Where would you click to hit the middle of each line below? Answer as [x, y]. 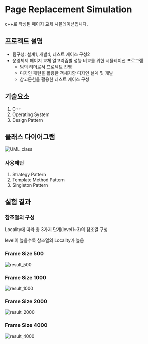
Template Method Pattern [38, 180]
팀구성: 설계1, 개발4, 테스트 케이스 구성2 [51, 54]
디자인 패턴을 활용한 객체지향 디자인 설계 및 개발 [66, 73]
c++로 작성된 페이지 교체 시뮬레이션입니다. [47, 24]
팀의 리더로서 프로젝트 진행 [46, 67]
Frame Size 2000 [26, 301]
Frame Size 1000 [26, 277]
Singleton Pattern [30, 185]
